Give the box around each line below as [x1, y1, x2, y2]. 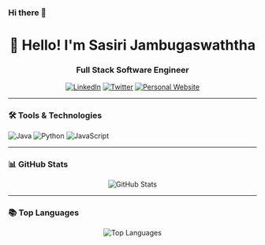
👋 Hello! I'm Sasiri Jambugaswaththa [9, 36, 256, 55]
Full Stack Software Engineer [76, 65, 189, 76]
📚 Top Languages [8, 207, 80, 218]
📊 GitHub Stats [8, 158, 69, 169]
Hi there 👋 [8, 7, 47, 18]
